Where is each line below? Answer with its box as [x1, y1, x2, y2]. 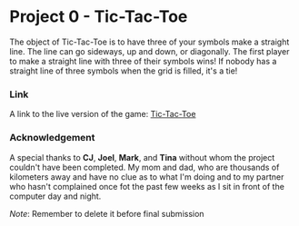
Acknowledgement [9, 132, 95, 144]
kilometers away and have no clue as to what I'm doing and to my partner [9, 171, 284, 182]
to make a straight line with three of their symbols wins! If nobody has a [9, 55, 277, 66]
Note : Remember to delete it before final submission [9, 208, 204, 219]
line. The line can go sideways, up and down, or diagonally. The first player [9, 45, 290, 56]
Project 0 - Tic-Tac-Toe [9, 6, 188, 27]
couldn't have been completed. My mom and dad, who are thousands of [9, 162, 280, 172]
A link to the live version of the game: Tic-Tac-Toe [9, 109, 196, 120]
